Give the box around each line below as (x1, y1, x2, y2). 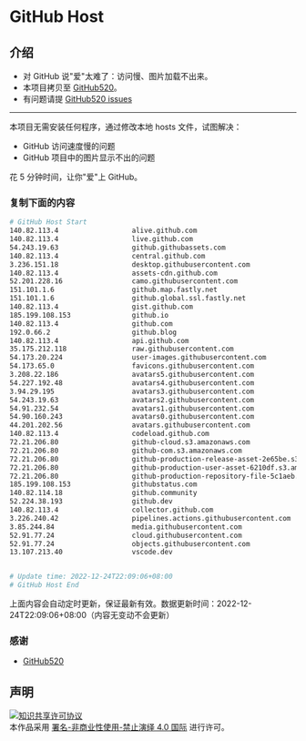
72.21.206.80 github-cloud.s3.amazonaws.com (9, 438, 250, 447)
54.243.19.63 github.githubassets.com (9, 243, 226, 252)
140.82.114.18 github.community (9, 489, 198, 498)
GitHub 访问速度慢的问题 (22, 141, 116, 151)
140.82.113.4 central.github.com (9, 251, 206, 260)
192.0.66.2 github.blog (9, 328, 178, 337)
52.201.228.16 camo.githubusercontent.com (9, 277, 239, 286)
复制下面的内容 (9, 196, 76, 208)
